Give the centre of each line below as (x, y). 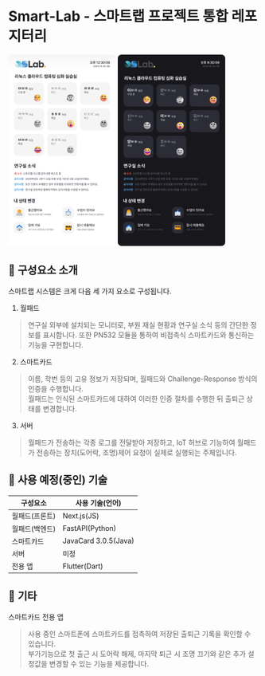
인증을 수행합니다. (55, 388)
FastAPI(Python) (90, 529)
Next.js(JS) (81, 516)
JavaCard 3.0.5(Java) (98, 541)
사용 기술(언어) (98, 503)
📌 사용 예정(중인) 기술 (58, 480)
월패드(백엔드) (34, 529)
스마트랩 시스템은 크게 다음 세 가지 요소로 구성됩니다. (90, 291)
